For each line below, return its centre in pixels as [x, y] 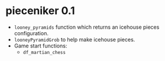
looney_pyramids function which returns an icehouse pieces [87, 27]
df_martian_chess [44, 52]
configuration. [31, 33]
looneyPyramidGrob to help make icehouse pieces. [75, 39]
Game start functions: [41, 46]
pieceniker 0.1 [40, 11]
